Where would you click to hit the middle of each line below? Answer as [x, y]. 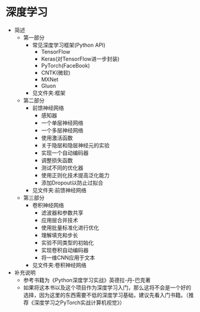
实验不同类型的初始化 [67, 243]
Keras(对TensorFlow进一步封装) [80, 59]
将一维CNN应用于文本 [68, 258]
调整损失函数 [57, 160]
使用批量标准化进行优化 [70, 228]
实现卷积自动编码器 [65, 250]
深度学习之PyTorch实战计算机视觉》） [79, 302]
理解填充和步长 [60, 235]
